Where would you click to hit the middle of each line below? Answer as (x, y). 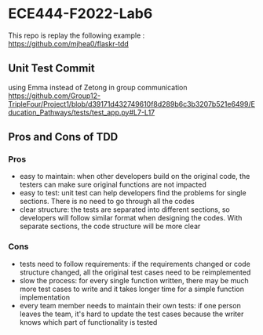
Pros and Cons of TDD (63, 137)
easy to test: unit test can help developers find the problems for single (133, 193)
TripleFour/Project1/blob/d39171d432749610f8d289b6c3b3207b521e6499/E (131, 104)
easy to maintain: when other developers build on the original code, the (135, 177)
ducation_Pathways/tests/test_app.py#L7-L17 (82, 112)
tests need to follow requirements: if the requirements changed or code (135, 264)
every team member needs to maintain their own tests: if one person (130, 305)
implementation (45, 297)
